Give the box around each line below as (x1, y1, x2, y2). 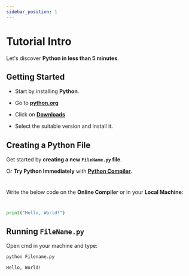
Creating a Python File (6, 140, 91, 150)
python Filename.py (6, 254, 55, 260)
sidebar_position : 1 (6, 8, 58, 15)
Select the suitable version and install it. (14, 122, 113, 130)
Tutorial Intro (6, 34, 72, 48)
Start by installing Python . (14, 88, 80, 95)
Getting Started (6, 71, 65, 82)
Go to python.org (14, 100, 59, 107)
